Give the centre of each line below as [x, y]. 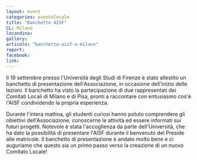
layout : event [24, 11]
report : [16, 50]
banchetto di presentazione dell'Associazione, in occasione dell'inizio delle [97, 84]
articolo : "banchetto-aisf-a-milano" [52, 45]
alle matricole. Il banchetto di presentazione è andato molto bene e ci [90, 139]
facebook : [18, 55]
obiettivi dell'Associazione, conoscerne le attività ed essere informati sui [94, 120]
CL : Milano [19, 28]
